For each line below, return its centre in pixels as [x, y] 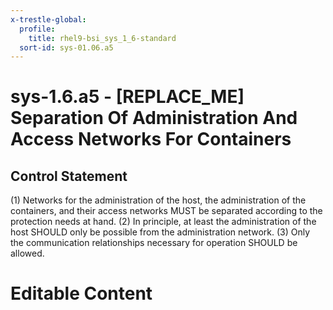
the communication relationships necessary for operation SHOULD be [154, 243]
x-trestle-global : [48, 19]
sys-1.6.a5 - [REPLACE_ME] [127, 97]
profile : [37, 29]
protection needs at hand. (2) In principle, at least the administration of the [163, 222]
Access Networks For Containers [151, 139]
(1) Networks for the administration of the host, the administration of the [158, 200]
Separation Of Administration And [154, 118]
